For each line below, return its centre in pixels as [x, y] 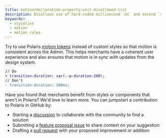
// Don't [14, 80]
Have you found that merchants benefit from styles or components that [78, 95]
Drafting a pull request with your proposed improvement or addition [81, 130]
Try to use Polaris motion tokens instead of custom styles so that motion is [81, 47]
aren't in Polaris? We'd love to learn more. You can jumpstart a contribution [82, 100]
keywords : [15, 19]
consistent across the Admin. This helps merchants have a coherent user [80, 52]
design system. [21, 62]
